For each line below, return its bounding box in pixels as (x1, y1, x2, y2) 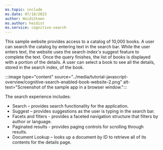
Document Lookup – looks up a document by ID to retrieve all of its (12, 134, 146, 140)
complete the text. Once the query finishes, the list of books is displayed (5, 54, 151, 60)
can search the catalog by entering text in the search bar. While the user (5, 44, 150, 50)
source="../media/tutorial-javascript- (54, 74, 128, 80)
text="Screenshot (5, 84, 41, 90)
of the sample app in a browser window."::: (41, 84, 127, 90)
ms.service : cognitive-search (5, 25, 67, 30)
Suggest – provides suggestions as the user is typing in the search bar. (12, 108, 155, 114)
